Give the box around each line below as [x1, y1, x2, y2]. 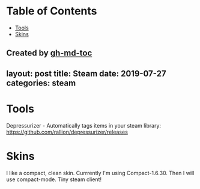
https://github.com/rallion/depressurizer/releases [6, 128, 128, 135]
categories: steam [6, 78, 76, 88]
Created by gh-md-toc [6, 48, 92, 58]
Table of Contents [6, 4, 97, 18]
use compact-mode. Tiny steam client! [6, 176, 102, 183]
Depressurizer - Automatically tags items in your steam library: [6, 122, 161, 129]
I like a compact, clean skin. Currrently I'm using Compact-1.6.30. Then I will [6, 169, 195, 176]
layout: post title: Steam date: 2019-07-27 [6, 68, 166, 79]
